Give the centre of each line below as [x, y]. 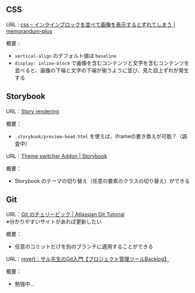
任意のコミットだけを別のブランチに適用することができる [84, 247]
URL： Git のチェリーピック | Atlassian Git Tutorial [65, 214]
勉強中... [25, 284]
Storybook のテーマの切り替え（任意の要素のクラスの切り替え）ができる [102, 180]
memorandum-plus [29, 31]
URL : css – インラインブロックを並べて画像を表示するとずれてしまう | [91, 24]
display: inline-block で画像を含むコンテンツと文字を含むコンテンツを [102, 63]
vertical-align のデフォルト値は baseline [66, 56]
